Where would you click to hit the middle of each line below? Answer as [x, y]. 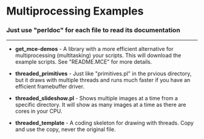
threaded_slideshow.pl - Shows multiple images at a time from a [96, 98]
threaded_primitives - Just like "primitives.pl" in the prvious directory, [103, 73]
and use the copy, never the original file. [65, 129]
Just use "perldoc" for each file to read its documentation [93, 30]
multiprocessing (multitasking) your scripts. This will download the [98, 55]
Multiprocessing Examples [75, 11]
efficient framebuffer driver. [50, 87]
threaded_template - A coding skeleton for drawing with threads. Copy [104, 123]
